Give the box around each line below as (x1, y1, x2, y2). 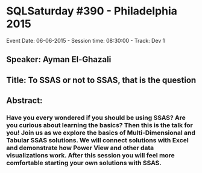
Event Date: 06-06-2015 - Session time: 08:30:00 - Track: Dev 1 (6, 37, 165, 44)
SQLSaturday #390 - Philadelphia (6, 4, 178, 18)
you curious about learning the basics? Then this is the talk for (6, 121, 193, 130)
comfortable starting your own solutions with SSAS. (6, 159, 162, 167)
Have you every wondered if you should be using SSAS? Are (6, 113, 186, 122)
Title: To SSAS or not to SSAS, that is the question (6, 75, 197, 85)
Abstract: (6, 95, 43, 106)
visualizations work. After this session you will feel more (6, 151, 175, 160)
